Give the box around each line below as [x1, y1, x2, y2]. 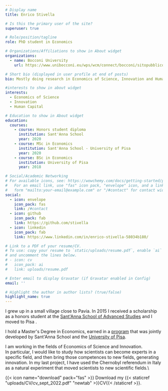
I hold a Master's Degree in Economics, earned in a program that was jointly [5, 329, 161, 335]
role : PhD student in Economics [5, 40, 72, 45]
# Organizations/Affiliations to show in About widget [5, 49, 122, 54]
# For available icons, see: [5, 178, 66, 183]
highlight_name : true [5, 295, 50, 300]
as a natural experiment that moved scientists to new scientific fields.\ [5, 365, 149, 371]
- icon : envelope [9, 197, 46, 202]
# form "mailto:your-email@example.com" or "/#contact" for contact [5, 187, 155, 192]
